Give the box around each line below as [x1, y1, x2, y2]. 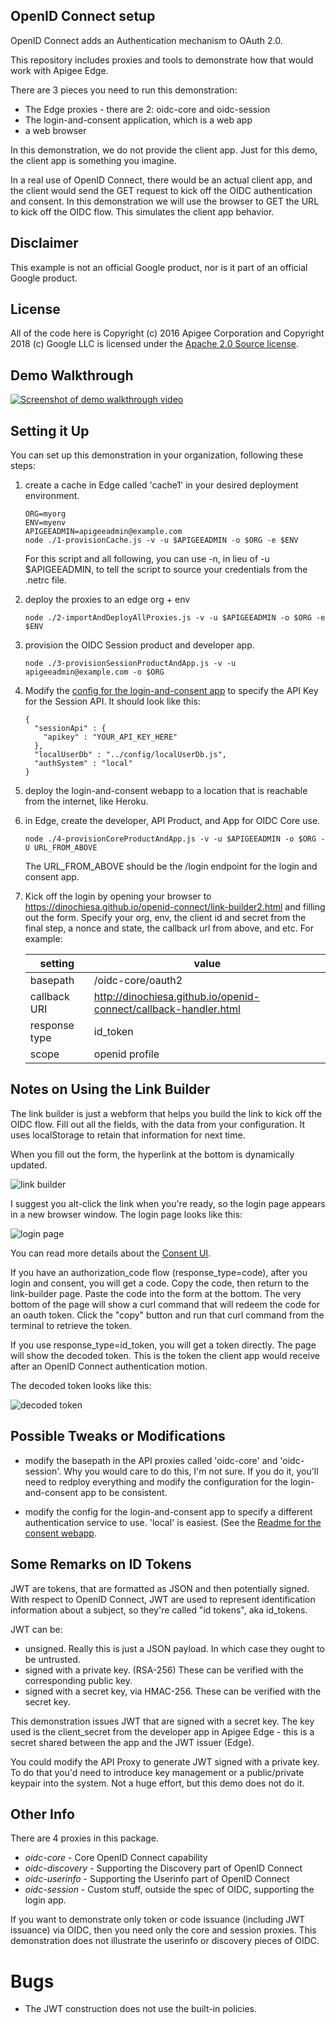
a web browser [24, 124, 87, 136]
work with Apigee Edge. [10, 64, 109, 76]
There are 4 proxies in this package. [10, 1832, 159, 1844]
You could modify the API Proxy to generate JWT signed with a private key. [10, 1755, 320, 1768]
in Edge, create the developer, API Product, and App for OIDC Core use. [24, 815, 321, 827]
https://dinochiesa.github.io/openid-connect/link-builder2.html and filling [24, 901, 326, 913]
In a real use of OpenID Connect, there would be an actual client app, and [10, 174, 313, 186]
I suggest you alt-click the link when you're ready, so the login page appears [10, 1197, 326, 1209]
